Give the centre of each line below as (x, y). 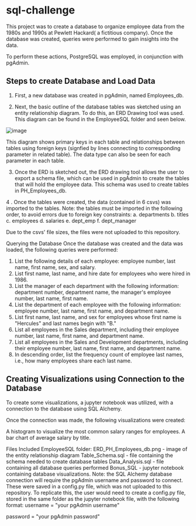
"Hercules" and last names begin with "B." (65, 323)
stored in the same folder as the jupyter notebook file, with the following (93, 498)
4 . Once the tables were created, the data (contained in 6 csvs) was (89, 202)
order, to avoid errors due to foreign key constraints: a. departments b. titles (97, 214)
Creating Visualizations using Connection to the (95, 379)
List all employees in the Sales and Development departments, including (101, 342)
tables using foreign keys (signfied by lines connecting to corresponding (93, 148)
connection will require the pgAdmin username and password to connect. (94, 480)
